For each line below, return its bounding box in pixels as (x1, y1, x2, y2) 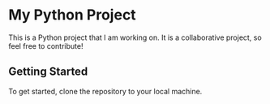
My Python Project (8, 6, 136, 24)
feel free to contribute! (8, 41, 84, 50)
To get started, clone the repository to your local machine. (8, 86, 203, 96)
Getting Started (8, 65, 88, 79)
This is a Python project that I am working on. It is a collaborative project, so (8, 32, 262, 42)
